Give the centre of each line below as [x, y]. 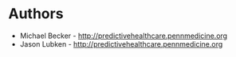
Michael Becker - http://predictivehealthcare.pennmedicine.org [124, 36]
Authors [36, 14]
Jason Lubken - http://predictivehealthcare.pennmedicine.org [121, 44]
